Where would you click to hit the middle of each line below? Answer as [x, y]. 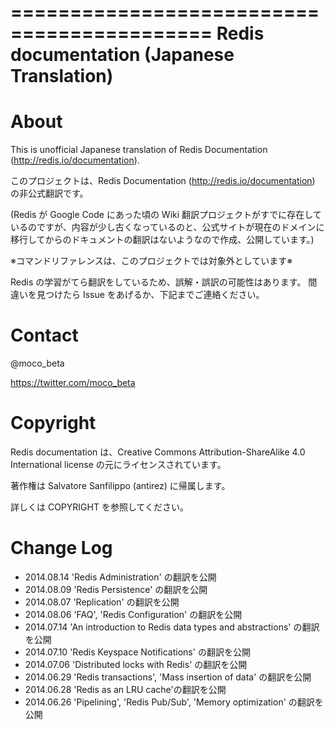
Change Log [61, 548]
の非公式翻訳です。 [49, 193]
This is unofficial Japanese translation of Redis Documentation [139, 150]
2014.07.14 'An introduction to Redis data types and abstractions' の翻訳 [172, 627]
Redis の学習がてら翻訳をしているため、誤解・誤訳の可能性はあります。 [158, 282]
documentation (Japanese [122, 55]
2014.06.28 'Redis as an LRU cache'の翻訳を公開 [125, 689]
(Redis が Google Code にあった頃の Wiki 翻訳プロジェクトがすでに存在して [166, 215]
